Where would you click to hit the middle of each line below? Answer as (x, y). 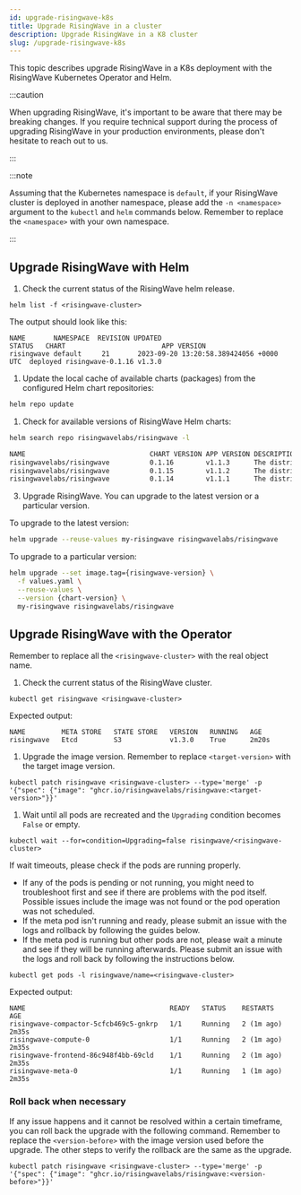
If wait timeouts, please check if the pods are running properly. (125, 865)
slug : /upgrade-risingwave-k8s (68, 43)
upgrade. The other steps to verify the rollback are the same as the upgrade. (150, 1149)
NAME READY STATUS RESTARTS (142, 1009)
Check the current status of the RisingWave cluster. (117, 683)
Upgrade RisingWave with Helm (99, 267)
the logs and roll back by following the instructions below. (129, 959)
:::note (21, 176)
